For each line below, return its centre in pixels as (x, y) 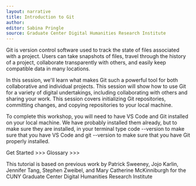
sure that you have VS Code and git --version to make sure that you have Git (98, 135)
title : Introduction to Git (40, 17)
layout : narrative (28, 11)
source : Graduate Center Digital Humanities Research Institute (86, 33)
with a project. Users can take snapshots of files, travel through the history (96, 56)
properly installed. (28, 141)
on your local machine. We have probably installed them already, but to (92, 123)
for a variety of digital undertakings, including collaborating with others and (97, 93)
